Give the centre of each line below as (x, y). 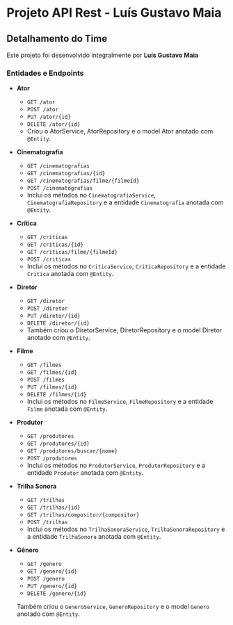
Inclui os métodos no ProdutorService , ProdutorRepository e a (116, 465)
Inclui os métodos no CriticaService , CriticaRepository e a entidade (126, 266)
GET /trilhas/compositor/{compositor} (83, 515)
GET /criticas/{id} (55, 245)
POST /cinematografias (60, 188)
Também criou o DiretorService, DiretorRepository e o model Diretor (124, 330)
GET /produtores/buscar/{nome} (72, 451)
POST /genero (46, 579)
